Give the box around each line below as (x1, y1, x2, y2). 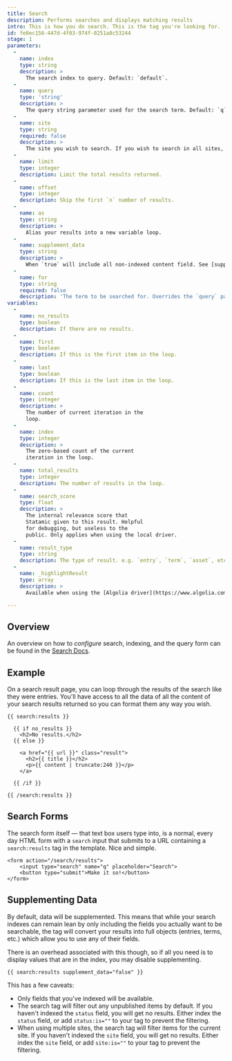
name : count (19, 390, 54, 397)
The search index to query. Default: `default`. (25, 74, 168, 82)
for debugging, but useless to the (25, 525, 128, 532)
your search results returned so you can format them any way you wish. (7, 700, 212, 708)
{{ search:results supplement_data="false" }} (7, 968, 144, 976)
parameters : (7, 42, 41, 49)
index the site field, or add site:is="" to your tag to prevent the (17, 1038, 200, 1046)
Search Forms (7, 810, 69, 822)
